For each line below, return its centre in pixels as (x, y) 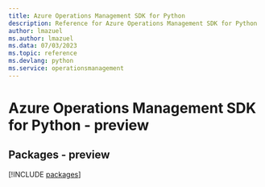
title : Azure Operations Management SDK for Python (97, 16)
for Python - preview (79, 125)
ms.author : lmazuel (41, 38)
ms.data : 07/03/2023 (43, 46)
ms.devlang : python (41, 61)
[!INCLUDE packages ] (45, 174)
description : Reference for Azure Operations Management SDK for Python (133, 23)
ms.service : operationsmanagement (66, 69)
